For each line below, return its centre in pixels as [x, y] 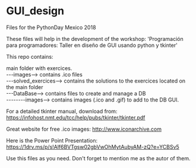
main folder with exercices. [39, 68]
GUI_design [35, 11]
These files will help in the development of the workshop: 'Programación [95, 39]
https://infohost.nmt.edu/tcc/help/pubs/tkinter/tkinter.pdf [76, 118]
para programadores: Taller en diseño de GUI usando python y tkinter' [92, 45]
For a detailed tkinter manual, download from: [62, 111]
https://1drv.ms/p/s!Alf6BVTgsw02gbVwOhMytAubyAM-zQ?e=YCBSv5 [93, 147]
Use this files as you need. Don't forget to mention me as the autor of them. [98, 158]
